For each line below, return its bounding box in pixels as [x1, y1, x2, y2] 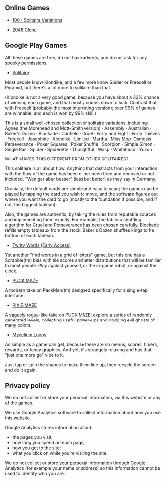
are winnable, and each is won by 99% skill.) [5, 110, 97, 116]
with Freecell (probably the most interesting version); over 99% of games [5, 105, 156, 111]
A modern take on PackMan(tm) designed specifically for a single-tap [5, 287, 148, 293]
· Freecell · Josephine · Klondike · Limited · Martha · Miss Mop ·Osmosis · [5, 136, 154, 142]
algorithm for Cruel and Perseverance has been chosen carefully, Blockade [5, 222, 159, 228]
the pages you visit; [12, 434, 53, 440]
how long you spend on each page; [12, 440, 85, 446]
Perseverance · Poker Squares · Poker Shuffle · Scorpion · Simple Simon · [5, 141, 155, 147]
